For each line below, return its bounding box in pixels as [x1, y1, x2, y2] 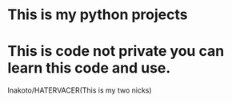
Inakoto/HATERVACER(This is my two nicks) [7, 85, 153, 95]
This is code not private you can [7, 42, 225, 61]
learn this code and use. [7, 59, 171, 77]
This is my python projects [7, 6, 188, 24]
